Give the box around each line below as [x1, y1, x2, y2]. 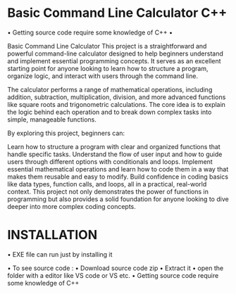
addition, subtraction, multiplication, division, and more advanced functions [7, 93, 226, 101]
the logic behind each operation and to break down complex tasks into [7, 108, 212, 116]
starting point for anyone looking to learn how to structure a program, [7, 64, 209, 72]
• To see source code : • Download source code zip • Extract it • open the [7, 264, 224, 272]
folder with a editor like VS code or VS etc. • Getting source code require [7, 271, 219, 279]
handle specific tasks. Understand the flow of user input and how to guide [7, 150, 223, 158]
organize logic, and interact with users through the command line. [7, 72, 199, 80]
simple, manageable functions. [7, 115, 97, 124]
